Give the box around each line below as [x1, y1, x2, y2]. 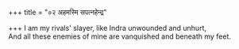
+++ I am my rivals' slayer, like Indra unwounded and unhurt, [8, 24, 206, 32]
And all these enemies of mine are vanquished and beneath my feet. [8, 32, 232, 41]
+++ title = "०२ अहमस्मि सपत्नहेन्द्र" [8, 8, 107, 17]
